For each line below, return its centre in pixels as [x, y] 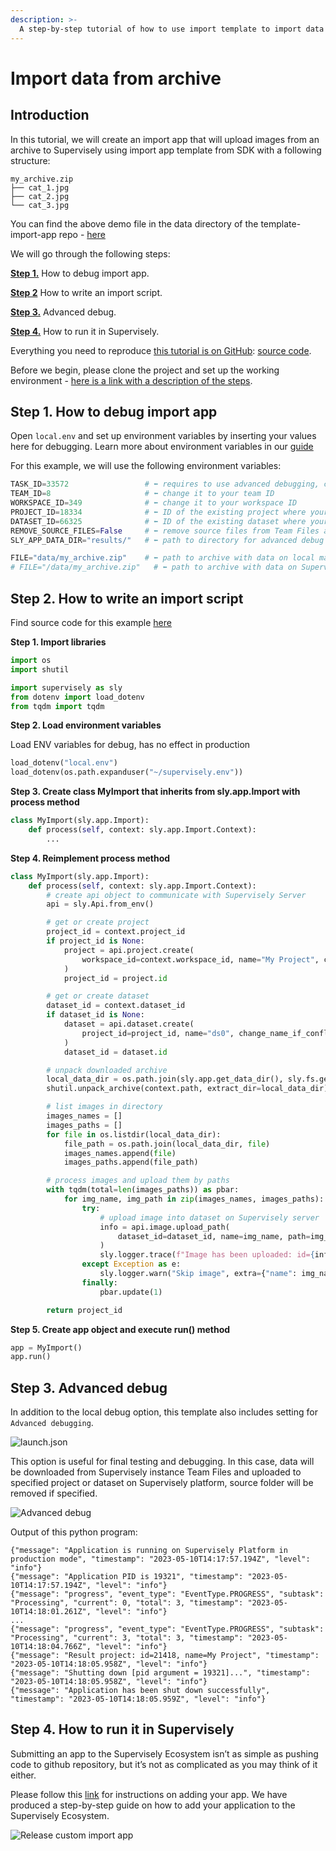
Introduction [50, 115]
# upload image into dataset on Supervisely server [209, 1217]
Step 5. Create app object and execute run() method [120, 1329]
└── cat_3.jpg [40, 205]
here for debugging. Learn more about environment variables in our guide [162, 447]
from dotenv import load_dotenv [77, 697]
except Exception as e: [131, 1264]
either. [23, 1775]
